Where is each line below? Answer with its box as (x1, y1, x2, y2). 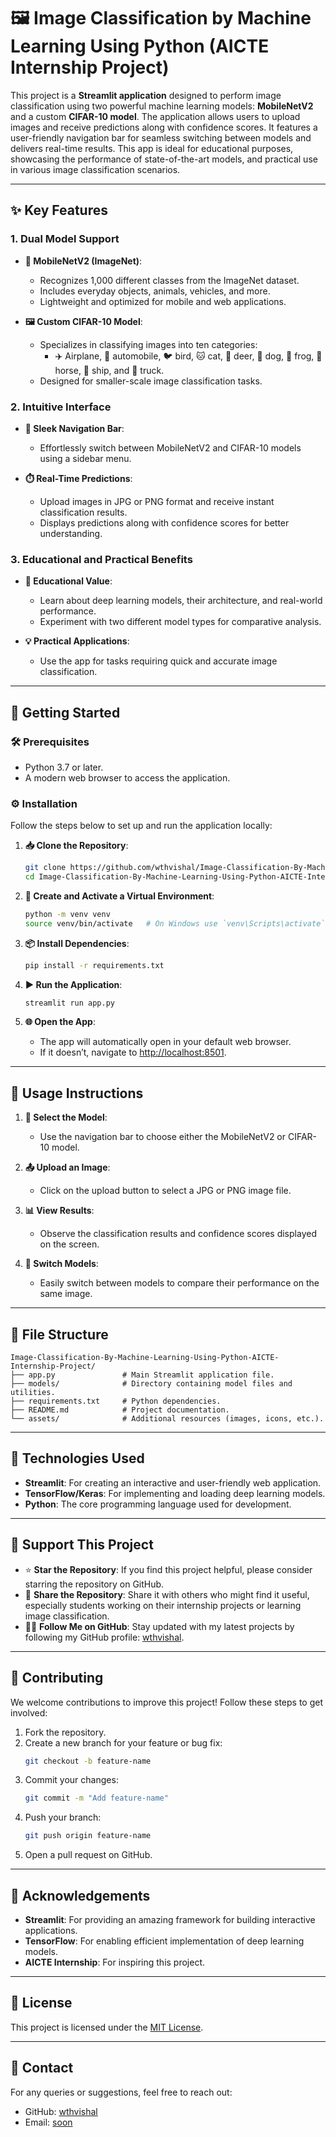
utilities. (10, 1388, 56, 1398)
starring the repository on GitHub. (24, 1578, 165, 1590)
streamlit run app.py (24, 998, 115, 1008)
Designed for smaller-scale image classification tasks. (39, 375, 263, 387)
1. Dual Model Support (10, 232, 120, 246)
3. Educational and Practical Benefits (10, 552, 193, 566)
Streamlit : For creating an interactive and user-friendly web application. (24, 1476, 322, 1489)
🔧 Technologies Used (10, 1450, 145, 1467)
